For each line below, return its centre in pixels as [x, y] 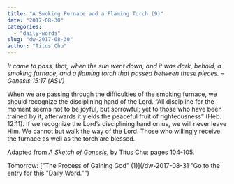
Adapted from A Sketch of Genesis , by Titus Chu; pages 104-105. [101, 152]
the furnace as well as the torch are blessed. [71, 139]
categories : [24, 26]
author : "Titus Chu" [37, 46]
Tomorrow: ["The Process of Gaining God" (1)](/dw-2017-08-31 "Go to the [114, 166]
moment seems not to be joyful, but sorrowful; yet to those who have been [115, 109]
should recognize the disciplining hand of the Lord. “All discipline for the [111, 101]
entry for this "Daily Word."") [48, 173]
